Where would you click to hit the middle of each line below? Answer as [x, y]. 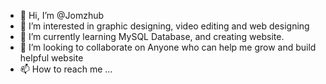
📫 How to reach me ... [66, 69]
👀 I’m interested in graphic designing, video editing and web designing [164, 26]
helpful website [51, 58]
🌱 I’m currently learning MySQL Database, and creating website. [152, 36]
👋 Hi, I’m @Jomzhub [62, 15]
